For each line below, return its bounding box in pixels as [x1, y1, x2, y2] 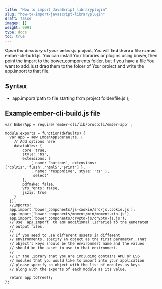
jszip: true [22, 190, 47, 195]
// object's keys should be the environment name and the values [9, 241, 145, 246]
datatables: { [14, 143, 42, 148]
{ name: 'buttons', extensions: [31, 160, 97, 165]
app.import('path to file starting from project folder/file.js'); [12, 95, 130, 101]
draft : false [5, 16, 32, 21]
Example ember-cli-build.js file [5, 109, 101, 118]
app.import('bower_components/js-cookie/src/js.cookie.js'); [9, 207, 136, 212]
